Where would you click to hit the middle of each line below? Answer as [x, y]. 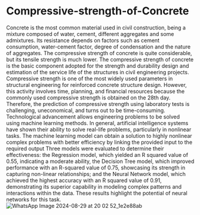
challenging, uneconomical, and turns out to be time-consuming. [86, 110]
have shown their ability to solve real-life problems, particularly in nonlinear [99, 129]
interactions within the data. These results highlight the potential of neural [97, 193]
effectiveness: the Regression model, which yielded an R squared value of [97, 155]
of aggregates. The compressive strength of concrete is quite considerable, [99, 53]
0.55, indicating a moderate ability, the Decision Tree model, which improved [100, 161]
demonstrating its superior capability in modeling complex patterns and [94, 186]
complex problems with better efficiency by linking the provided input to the [99, 142]
